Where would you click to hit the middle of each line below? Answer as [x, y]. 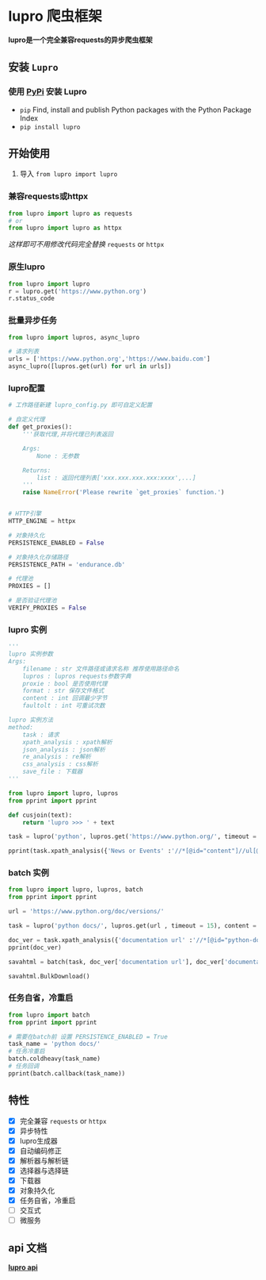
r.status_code [32, 298]
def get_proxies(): [40, 427]
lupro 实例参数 [31, 654]
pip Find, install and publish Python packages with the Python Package [135, 110]
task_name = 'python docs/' [55, 1044]
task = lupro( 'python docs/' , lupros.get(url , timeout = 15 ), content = [133, 926]
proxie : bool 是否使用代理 [65, 683]
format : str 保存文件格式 [63, 691]
